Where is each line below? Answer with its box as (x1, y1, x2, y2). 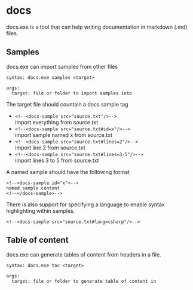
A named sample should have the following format (6, 168, 130, 175)
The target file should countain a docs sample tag (6, 100, 128, 108)
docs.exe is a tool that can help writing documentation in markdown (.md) (6, 23, 188, 30)
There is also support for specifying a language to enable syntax (6, 201, 166, 208)
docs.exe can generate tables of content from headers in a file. (6, 251, 161, 258)
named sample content (6, 185, 60, 191)
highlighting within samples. (6, 207, 75, 214)
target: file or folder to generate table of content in (11, 278, 157, 284)
